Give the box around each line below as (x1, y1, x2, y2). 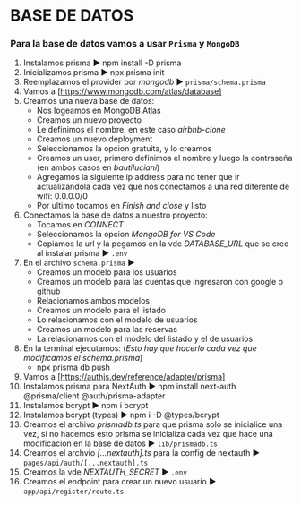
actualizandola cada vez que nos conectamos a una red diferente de (36, 181, 290, 193)
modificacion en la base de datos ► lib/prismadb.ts (22, 438, 219, 449)
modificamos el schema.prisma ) (22, 353, 143, 364)
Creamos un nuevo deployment (36, 133, 153, 144)
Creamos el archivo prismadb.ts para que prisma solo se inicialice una (22, 419, 283, 430)
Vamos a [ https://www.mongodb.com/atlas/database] (22, 86, 222, 97)
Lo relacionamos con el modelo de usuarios (36, 314, 198, 325)
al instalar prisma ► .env (36, 248, 128, 259)
